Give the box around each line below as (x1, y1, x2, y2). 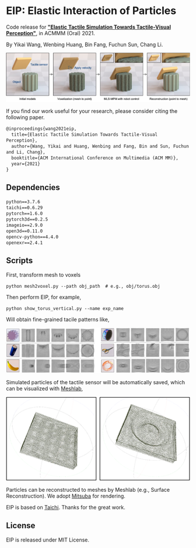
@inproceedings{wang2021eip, (6, 126, 77, 132)
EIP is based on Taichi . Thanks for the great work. (6, 504, 125, 511)
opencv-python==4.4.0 (6, 234, 59, 240)
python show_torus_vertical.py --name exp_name (6, 305, 124, 311)
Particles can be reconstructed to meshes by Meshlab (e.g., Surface (6, 486, 170, 493)
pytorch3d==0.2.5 (6, 216, 48, 222)
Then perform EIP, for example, (6, 294, 82, 301)
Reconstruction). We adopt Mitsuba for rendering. (6, 492, 125, 499)
